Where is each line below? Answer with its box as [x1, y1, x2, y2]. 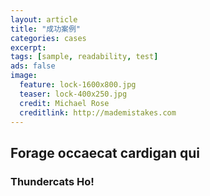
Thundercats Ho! [10, 174, 95, 188]
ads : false [10, 61, 56, 71]
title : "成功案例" [10, 24, 82, 34]
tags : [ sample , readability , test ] [10, 52, 159, 62]
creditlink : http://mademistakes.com [19, 107, 177, 118]
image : [10, 71, 38, 81]
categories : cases [10, 33, 87, 43]
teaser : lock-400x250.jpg [19, 89, 128, 99]
